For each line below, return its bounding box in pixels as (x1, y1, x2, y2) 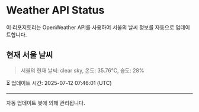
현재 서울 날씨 (6, 50, 53, 60)
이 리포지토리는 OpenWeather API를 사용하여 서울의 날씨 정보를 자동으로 (6, 24, 175, 31)
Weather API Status (6, 4, 105, 17)
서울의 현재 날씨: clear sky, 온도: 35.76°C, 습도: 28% (20, 67, 145, 74)
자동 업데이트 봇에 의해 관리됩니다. (6, 99, 85, 106)
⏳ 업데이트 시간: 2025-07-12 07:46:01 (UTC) (6, 79, 112, 86)
